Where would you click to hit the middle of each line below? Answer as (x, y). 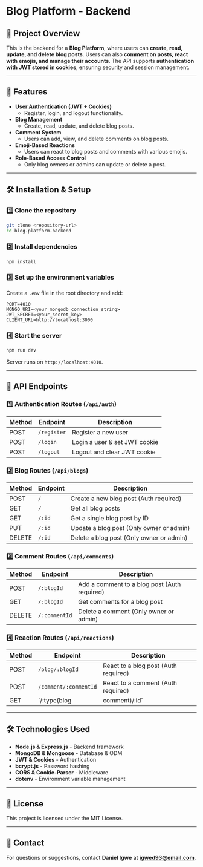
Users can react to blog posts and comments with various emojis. (105, 151)
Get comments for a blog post (121, 602)
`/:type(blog (55, 701)
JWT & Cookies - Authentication (56, 760)
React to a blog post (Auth (140, 666)
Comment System (38, 132)
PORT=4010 (19, 304)
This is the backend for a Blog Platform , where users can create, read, (95, 48)
